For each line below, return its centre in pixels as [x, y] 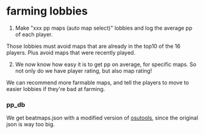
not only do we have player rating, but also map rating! [83, 70]
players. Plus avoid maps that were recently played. [71, 52]
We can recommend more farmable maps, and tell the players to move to [98, 82]
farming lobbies [47, 11]
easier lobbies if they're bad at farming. [56, 89]
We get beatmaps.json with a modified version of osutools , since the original [102, 118]
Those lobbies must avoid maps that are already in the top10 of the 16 [93, 46]
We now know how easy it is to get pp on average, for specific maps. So [106, 64]
